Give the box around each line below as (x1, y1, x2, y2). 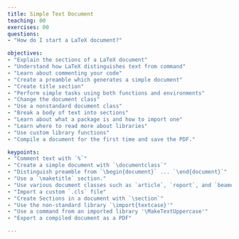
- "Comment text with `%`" (7, 155, 87, 162)
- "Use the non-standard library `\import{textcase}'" (7, 201, 174, 208)
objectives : (7, 50, 43, 57)
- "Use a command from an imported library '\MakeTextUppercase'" (7, 208, 208, 216)
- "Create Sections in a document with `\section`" (7, 195, 164, 202)
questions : (7, 30, 40, 38)
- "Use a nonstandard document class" (7, 102, 122, 110)
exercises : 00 (7, 23, 50, 31)
